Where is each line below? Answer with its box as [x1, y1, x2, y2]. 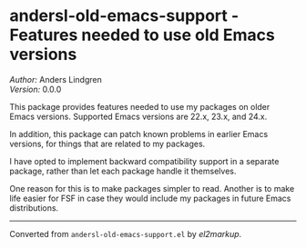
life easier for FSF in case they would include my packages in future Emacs [9, 193, 291, 203]
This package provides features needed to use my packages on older [9, 101, 270, 112]
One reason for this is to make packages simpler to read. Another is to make [9, 183, 295, 193]
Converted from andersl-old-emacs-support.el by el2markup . [9, 228, 242, 239]
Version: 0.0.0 [9, 84, 62, 94]
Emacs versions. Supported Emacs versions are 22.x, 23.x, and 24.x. [9, 111, 268, 122]
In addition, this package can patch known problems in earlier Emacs [9, 128, 269, 139]
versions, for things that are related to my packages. [9, 138, 206, 149]
